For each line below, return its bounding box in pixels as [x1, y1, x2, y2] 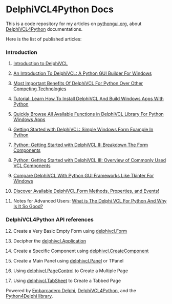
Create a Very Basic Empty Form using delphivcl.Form [13, 228, 127, 234]
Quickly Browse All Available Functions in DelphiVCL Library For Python [13, 111, 164, 117]
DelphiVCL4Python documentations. [6, 26, 83, 32]
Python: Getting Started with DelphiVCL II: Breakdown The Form [13, 142, 148, 148]
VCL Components [13, 163, 51, 169]
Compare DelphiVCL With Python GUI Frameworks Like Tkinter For [13, 173, 154, 179]
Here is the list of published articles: [6, 36, 82, 42]
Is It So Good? [13, 204, 43, 210]
